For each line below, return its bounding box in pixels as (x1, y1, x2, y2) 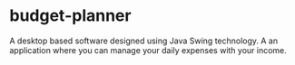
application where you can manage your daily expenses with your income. (9, 44, 288, 55)
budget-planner (9, 5, 132, 26)
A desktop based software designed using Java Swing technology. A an (9, 35, 279, 46)
